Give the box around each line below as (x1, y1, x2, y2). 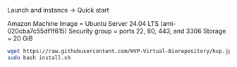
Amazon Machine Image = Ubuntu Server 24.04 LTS (7, 20, 159, 27)
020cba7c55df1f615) (7, 27, 68, 35)
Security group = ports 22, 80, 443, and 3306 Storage (68, 27, 226, 35)
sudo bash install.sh (7, 54, 71, 61)
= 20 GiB (7, 34, 33, 43)
